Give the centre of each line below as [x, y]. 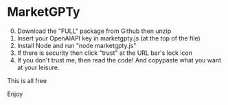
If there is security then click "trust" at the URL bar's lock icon [104, 53]
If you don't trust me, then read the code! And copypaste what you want [119, 60]
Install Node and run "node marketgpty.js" [77, 45]
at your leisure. [38, 67]
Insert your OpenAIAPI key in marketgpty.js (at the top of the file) [109, 38]
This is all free [27, 80]
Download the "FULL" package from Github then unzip [94, 31]
